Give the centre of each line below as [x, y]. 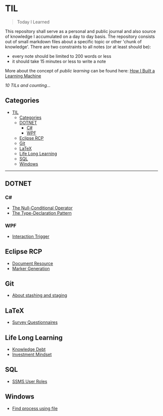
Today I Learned [33, 22]
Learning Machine [23, 76]
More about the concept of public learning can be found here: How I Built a [80, 70]
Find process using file [35, 408]
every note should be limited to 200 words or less [62, 56]
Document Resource [33, 263]
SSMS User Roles [30, 381]
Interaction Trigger [31, 236]
